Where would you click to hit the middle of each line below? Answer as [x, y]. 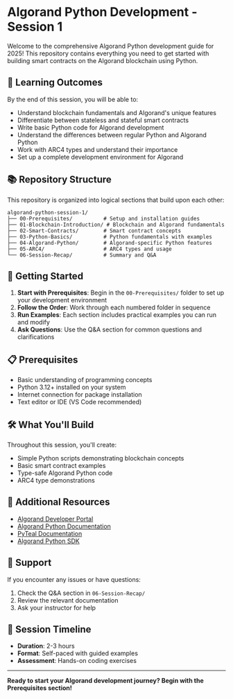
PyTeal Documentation [50, 533]
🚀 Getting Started [45, 276]
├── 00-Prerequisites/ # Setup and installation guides [103, 218]
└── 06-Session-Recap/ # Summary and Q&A [82, 255]
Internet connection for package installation [79, 395]
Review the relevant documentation [68, 600]
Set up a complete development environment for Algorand [100, 157]
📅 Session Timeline [49, 629]
